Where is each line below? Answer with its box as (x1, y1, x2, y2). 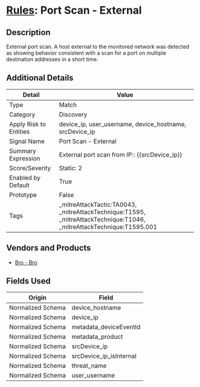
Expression (9, 154, 40, 163)
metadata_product (71, 333, 123, 341)
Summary (9, 146, 37, 155)
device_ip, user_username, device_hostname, (59, 120, 186, 128)
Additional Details (6, 73, 74, 83)
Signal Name (9, 137, 45, 145)
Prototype (9, 191, 37, 199)
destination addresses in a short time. (6, 56, 99, 63)
